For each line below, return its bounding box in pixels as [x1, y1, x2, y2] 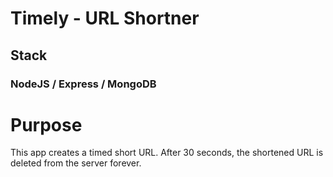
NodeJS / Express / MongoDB [10, 77, 157, 91]
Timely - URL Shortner [10, 7, 200, 30]
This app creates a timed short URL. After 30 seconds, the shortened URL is [10, 147, 324, 159]
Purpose [10, 113, 83, 136]
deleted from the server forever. [10, 157, 142, 169]
